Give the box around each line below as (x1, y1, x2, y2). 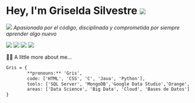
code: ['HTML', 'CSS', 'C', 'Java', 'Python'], (27, 76, 145, 81)
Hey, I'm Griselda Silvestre (6, 4, 138, 17)
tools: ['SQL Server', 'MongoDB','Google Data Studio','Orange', (27, 81, 190, 87)
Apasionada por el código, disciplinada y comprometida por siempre (13, 24, 180, 31)
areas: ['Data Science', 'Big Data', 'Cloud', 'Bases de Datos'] (27, 86, 190, 93)
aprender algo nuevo (6, 30, 57, 37)
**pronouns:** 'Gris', (27, 70, 83, 76)
